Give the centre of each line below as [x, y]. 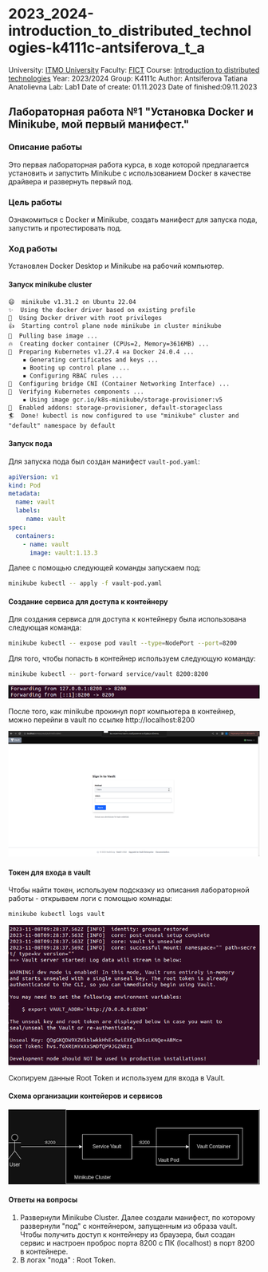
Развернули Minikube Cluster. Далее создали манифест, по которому [137, 1217]
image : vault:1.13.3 [63, 553]
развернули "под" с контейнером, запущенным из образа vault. [128, 1226]
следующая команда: [45, 628]
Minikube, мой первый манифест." [99, 124]
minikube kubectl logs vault [57, 914]
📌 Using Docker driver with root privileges [85, 318]
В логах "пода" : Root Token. [68, 1260]
